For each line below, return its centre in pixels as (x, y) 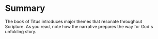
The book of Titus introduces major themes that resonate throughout (74, 21)
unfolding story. (21, 31)
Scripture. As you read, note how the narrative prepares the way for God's (79, 26)
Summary (25, 8)
